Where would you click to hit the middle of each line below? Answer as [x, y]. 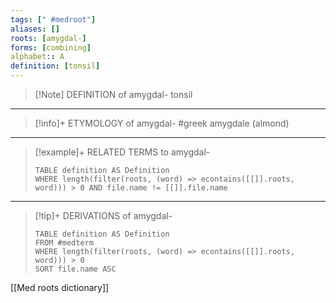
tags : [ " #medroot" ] [53, 19]
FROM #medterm [64, 243]
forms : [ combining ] [51, 47]
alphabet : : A [37, 57]
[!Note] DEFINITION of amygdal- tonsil [113, 94]
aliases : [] [35, 29]
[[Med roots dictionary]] [60, 287]
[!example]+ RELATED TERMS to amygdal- [122, 152]
